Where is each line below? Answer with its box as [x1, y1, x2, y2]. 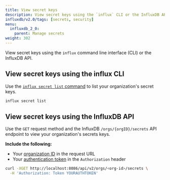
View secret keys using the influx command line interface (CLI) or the [5, 49, 152, 56]
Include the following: [5, 141, 52, 147]
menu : [5, 21, 17, 27]
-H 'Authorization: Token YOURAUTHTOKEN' [10, 171, 99, 176]
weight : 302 [5, 36, 30, 41]
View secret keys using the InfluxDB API [5, 112, 135, 121]
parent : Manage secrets [14, 31, 65, 36]
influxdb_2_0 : [10, 26, 39, 31]
